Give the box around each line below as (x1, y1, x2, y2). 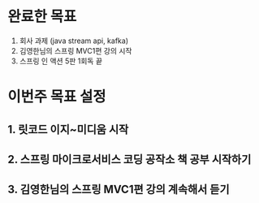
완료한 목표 (7, 7, 77, 26)
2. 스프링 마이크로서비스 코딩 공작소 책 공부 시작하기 (7, 152, 252, 166)
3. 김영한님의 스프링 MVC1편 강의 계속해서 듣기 (7, 183, 230, 197)
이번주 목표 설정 (7, 88, 106, 106)
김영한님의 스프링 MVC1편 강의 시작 (19, 45, 132, 55)
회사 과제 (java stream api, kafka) (19, 36, 129, 45)
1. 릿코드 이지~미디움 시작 (7, 123, 129, 136)
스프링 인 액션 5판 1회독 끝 (19, 56, 103, 66)
